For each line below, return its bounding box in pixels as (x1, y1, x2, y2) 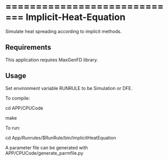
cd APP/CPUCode (5, 105, 44, 111)
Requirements (5, 43, 51, 52)
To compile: (5, 95, 30, 101)
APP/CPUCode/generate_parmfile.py (5, 150, 83, 156)
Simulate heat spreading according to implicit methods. (5, 28, 122, 34)
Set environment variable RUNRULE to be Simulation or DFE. (5, 85, 133, 91)
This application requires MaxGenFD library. (5, 57, 98, 63)
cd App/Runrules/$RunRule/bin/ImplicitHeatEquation (5, 134, 116, 141)
